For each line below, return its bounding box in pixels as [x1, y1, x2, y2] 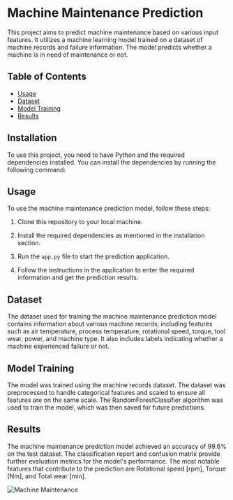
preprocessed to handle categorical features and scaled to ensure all [7, 389, 206, 396]
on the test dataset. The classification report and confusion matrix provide [7, 450, 221, 458]
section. [17, 239, 41, 247]
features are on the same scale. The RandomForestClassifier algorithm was [7, 396, 223, 404]
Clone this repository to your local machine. [17, 218, 143, 226]
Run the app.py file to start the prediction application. [17, 252, 170, 261]
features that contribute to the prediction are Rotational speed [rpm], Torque [7, 464, 227, 473]
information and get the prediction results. [17, 273, 139, 282]
